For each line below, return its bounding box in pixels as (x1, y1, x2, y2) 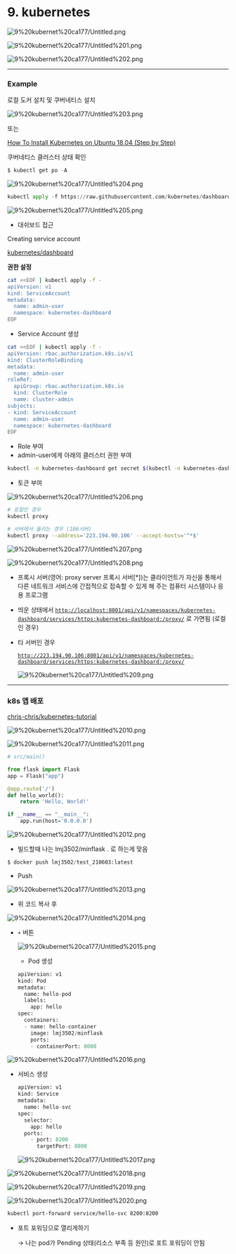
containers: (24, 1017, 59, 1024)
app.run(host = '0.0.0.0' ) (20, 817, 93, 825)
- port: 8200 (30, 1137, 69, 1144)
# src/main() (7, 753, 46, 760)
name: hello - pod (24, 990, 72, 997)
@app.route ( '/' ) (7, 785, 55, 792)
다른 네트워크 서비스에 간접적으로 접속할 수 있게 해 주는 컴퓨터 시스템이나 (17, 582, 216, 590)
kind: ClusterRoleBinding (7, 357, 83, 364)
